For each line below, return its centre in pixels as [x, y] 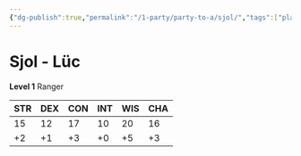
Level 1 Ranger [37, 86]
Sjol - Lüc [45, 61]
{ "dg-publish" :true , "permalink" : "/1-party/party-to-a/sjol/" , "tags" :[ [144, 17]
